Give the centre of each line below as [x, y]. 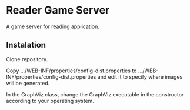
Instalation [26, 45]
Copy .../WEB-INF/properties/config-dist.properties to [71, 71]
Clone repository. [27, 59]
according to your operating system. [50, 101]
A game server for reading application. [53, 26]
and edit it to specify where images [140, 76]
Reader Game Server [58, 10]
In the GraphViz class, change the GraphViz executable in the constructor [95, 94]
